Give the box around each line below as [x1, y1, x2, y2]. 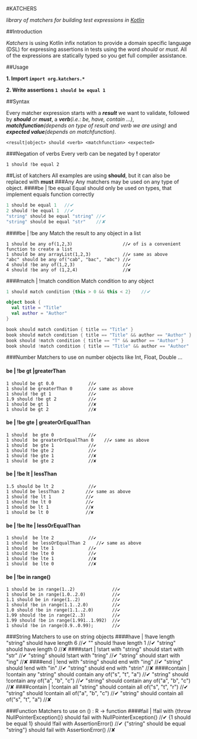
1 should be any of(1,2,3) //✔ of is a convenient [6, 241, 182, 247]
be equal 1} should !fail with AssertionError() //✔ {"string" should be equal [6, 720, 186, 727]
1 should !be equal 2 [6, 162, 60, 168]
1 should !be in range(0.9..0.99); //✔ [6, 623, 120, 629]
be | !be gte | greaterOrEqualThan [6, 419, 91, 426]
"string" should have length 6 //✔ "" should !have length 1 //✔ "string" [6, 640, 176, 647]
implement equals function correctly [6, 191, 95, 198]
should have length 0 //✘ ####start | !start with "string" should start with [6, 645, 184, 653]
